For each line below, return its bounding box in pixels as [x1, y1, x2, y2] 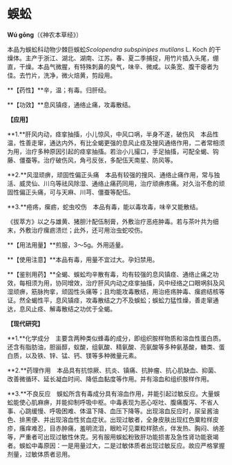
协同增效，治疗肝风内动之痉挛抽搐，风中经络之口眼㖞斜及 [55, 278, 219, 287]
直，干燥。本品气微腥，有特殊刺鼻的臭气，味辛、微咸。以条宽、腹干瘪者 [7, 62, 213, 71]
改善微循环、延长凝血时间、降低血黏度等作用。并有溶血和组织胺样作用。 [7, 374, 213, 383]
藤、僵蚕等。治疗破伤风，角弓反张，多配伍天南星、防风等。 [7, 156, 177, 164]
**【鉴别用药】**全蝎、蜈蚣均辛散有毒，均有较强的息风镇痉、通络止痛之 [7, 270, 213, 278]
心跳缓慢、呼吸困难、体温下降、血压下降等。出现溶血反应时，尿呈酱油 [19, 406, 219, 415]
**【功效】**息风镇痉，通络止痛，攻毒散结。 [7, 100, 135, 109]
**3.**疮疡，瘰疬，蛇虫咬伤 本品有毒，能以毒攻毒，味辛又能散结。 [7, 202, 202, 211]
